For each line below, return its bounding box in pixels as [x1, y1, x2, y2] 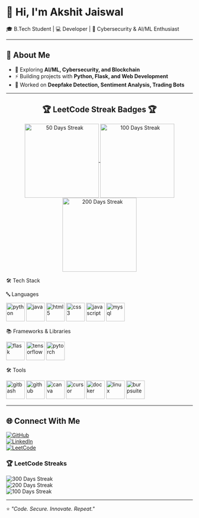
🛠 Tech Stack [6, 276, 40, 284]
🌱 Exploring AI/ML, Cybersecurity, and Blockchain [14, 66, 140, 73]
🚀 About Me [6, 50, 50, 60]
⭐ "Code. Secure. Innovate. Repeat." [6, 505, 95, 512]
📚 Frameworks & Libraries [6, 327, 71, 334]
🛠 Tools [6, 366, 27, 374]
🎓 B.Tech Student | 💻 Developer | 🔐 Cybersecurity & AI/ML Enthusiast [6, 25, 179, 32]
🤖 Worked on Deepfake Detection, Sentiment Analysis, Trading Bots [14, 81, 185, 88]
